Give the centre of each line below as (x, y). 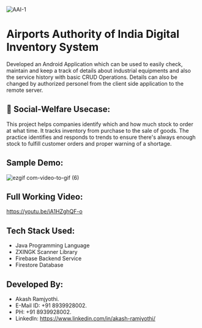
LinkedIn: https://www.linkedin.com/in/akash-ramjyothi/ (85, 319)
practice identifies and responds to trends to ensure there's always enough (101, 137)
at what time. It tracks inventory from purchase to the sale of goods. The (98, 130)
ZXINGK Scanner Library (46, 252)
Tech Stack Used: (41, 230)
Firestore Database (39, 265)
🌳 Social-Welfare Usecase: (58, 109)
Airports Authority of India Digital (93, 34)
